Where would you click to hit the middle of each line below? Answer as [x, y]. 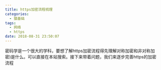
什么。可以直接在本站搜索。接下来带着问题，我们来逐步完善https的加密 [86, 56]
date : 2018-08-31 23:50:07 [32, 37]
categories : [17, 14]
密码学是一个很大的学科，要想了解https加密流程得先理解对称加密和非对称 [78, 51]
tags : [10, 23]
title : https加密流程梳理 [29, 9]
